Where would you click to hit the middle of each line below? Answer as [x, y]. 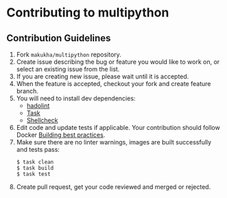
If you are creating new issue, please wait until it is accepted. [103, 76]
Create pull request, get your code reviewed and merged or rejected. [113, 187]
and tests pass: [38, 150]
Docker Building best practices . [61, 135]
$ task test [33, 174]
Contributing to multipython [88, 13]
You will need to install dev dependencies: [76, 98]
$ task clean [35, 162]
